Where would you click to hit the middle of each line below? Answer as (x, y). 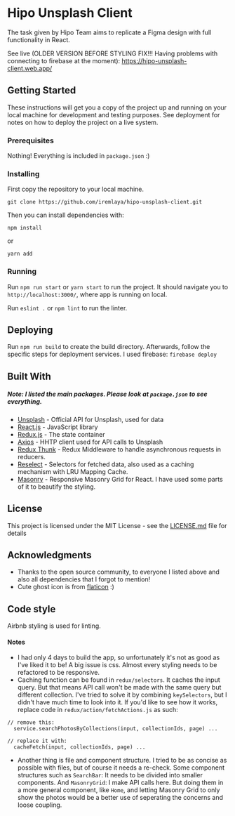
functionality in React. (39, 39)
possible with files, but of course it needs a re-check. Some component (121, 768)
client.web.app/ (30, 68)
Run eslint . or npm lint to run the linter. (67, 308)
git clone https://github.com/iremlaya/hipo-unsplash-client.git (105, 202)
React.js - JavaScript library (58, 427)
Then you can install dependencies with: (66, 215)
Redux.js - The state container (61, 434)
